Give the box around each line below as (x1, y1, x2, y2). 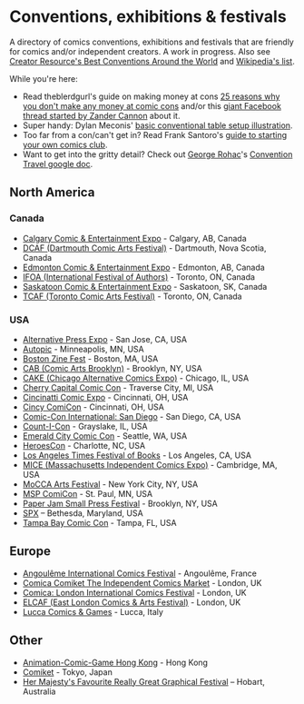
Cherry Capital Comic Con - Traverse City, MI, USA (22, 382, 214, 392)
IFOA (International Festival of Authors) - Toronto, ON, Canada (22, 271, 256, 283)
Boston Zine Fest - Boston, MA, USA (22, 352, 159, 364)
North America (9, 184, 95, 201)
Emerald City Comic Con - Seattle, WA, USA (22, 430, 188, 441)
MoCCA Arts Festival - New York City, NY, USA (22, 479, 199, 490)
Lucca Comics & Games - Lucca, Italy (22, 606, 163, 617)
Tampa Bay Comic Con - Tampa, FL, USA (22, 517, 177, 528)
